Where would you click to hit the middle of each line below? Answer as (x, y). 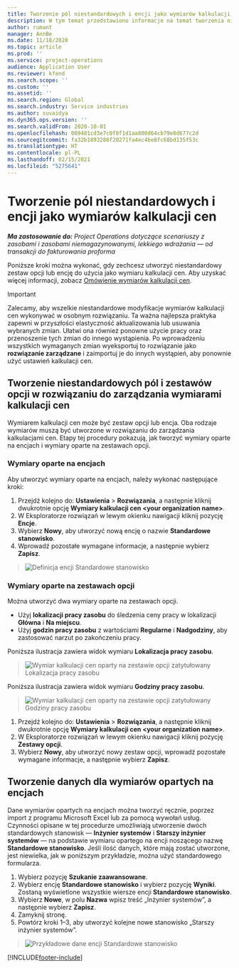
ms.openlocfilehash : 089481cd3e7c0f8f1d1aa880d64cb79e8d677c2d (103, 133)
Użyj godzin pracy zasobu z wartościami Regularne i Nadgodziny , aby (122, 630)
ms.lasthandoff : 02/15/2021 (49, 160)
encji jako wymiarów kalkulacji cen (112, 216)
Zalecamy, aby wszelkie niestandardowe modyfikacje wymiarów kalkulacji (116, 307)
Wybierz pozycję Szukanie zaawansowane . (83, 877)
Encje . (27, 523)
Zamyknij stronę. (42, 915)
